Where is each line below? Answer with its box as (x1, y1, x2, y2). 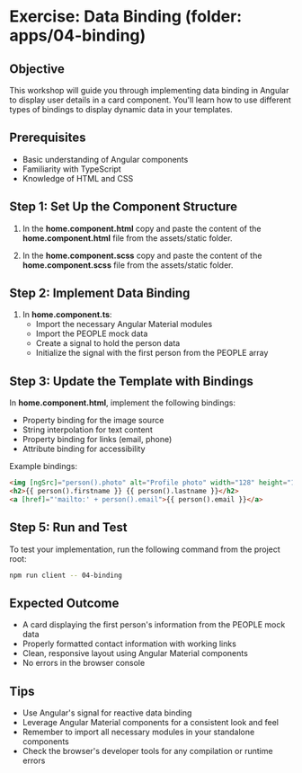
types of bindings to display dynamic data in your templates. (9, 104, 234, 114)
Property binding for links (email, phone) (22, 434, 173, 445)
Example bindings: (9, 461, 78, 472)
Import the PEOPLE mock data (35, 328, 148, 339)
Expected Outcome (9, 595, 120, 610)
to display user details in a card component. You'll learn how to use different (9, 94, 291, 105)
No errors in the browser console (22, 658, 146, 669)
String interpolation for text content (22, 424, 153, 435)
